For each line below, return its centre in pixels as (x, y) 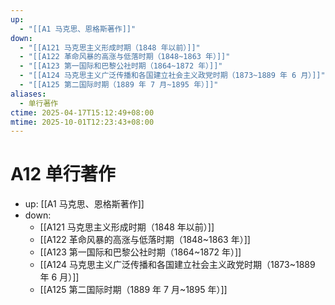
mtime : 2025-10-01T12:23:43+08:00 (82, 122)
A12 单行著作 (63, 174)
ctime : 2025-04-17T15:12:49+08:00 (82, 112)
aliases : (28, 94)
